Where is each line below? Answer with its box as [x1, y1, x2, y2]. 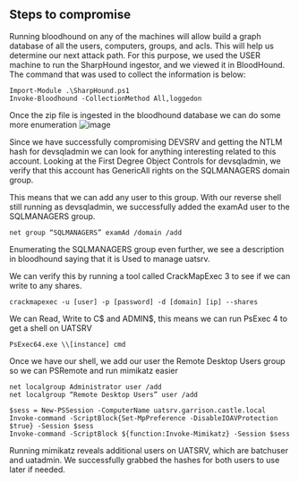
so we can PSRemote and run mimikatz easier [9, 365, 179, 376]
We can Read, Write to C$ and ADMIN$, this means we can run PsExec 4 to [9, 313, 288, 324]
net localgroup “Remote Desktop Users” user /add [9, 390, 199, 399]
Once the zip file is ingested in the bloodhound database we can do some [9, 109, 281, 120]
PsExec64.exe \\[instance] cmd [9, 340, 126, 349]
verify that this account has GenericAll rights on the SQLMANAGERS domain [9, 165, 291, 175]
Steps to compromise [9, 7, 132, 22]
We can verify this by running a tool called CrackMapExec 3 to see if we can [9, 270, 291, 281]
